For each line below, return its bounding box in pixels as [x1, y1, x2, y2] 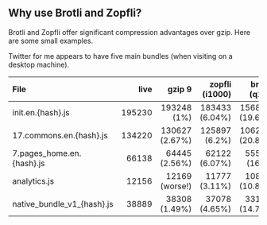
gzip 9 [167, 83, 192, 95]
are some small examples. [8, 36, 94, 45]
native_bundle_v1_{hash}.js [12, 198, 114, 209]
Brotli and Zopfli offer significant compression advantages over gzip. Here [8, 27, 251, 37]
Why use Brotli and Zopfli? [8, 6, 142, 20]
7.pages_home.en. [12, 147, 82, 158]
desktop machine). [8, 60, 70, 69]
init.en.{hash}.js [12, 107, 70, 118]
